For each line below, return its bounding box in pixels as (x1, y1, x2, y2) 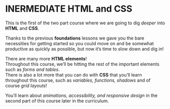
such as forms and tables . (5, 66, 60, 72)
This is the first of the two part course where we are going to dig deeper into (5, 20, 165, 26)
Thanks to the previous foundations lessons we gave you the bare (5, 35, 145, 41)
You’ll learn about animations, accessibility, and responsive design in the (5, 92, 158, 98)
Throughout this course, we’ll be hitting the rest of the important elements (5, 61, 160, 67)
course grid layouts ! (5, 82, 47, 89)
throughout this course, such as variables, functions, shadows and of (5, 77, 151, 83)
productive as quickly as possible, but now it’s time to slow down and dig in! (5, 46, 164, 52)
